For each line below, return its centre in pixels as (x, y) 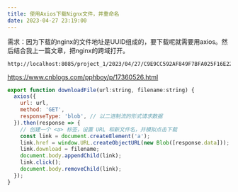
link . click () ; (41, 163)
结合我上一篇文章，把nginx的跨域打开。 (71, 50)
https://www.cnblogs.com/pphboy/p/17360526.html (83, 77)
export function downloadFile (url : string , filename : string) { (101, 90)
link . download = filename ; (60, 149)
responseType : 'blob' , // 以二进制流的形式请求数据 (91, 116)
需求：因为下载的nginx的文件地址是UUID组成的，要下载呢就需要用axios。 (114, 41)
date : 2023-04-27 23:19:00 (47, 21)
